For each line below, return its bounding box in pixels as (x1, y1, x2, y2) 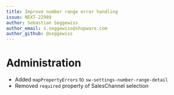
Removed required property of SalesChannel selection (14, 83, 148, 90)
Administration (6, 56, 81, 70)
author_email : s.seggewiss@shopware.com (6, 25, 108, 31)
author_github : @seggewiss (6, 31, 73, 37)
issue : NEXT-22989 (6, 14, 52, 20)
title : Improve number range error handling (6, 8, 118, 15)
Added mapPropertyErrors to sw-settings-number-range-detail (14, 76, 168, 83)
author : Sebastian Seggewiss (6, 20, 78, 26)
